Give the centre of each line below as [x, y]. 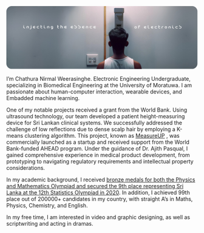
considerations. [26, 168]
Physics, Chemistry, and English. [47, 206]
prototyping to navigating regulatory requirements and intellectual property [100, 161]
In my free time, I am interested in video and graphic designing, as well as [98, 217]
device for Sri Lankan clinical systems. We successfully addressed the [94, 123]
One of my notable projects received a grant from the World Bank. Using [97, 110]
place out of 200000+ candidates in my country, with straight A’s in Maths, [100, 199]
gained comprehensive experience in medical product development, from [98, 155]
